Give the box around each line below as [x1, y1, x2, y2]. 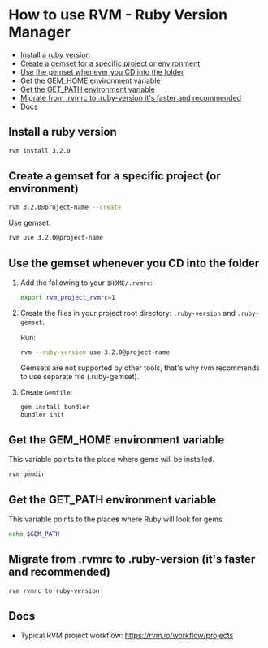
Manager [8, 23, 71, 41]
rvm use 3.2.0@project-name [8, 234, 104, 242]
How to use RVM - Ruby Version [8, 6, 228, 24]
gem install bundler [19, 403, 90, 411]
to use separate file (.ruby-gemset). [19, 371, 140, 381]
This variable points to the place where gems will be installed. [8, 455, 215, 464]
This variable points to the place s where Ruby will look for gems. [8, 514, 225, 524]
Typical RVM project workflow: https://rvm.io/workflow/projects [19, 631, 234, 641]
